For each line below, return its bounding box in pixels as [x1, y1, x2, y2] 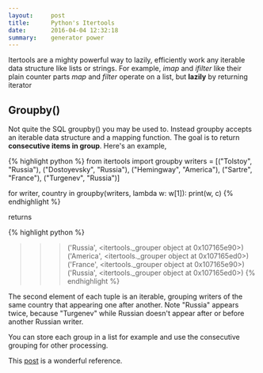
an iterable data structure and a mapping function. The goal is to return [8, 133, 240, 142]
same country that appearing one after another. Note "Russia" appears [8, 300, 239, 310]
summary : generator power [8, 33, 105, 42]
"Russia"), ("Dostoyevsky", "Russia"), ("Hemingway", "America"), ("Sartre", [8, 165, 253, 175]
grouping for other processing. [8, 341, 109, 350]
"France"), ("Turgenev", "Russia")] [8, 173, 120, 183]
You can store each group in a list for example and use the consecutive [8, 333, 240, 342]
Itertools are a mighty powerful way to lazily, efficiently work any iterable [8, 55, 246, 65]
